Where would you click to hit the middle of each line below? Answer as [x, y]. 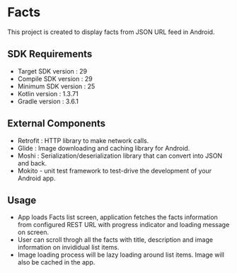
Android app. [36, 178]
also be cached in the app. [56, 262]
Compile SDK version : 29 [55, 79]
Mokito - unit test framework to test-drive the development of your [115, 170]
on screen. [33, 232]
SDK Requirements [50, 54]
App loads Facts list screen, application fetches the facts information [117, 217]
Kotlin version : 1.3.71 [48, 93]
